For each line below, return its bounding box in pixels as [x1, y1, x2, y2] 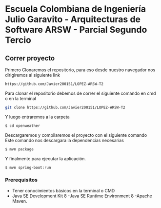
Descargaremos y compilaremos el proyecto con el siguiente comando [5, 132, 147, 138]
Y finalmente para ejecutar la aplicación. [5, 155, 86, 162]
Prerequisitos [5, 177, 38, 184]
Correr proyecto [5, 54, 55, 62]
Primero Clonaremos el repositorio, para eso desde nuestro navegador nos [5, 67, 156, 73]
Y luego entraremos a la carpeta [5, 114, 70, 120]
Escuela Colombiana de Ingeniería [5, 3, 146, 15]
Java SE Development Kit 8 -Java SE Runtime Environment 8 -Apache [12, 193, 153, 199]
